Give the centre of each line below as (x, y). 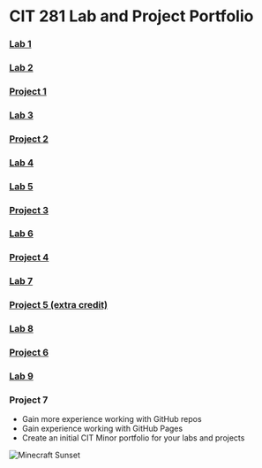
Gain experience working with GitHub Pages (102, 429)
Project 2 (29, 139)
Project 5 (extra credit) (59, 305)
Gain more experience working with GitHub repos (112, 419)
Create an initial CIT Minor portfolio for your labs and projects (133, 438)
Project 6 (29, 353)
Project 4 (29, 257)
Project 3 (29, 210)
